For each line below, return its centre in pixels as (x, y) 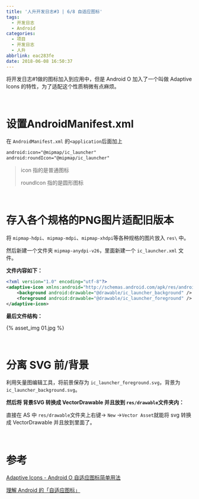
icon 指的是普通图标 (45, 170)
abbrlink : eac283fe (30, 56)
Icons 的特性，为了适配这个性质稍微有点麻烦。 (63, 86)
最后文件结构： (24, 316)
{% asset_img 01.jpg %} (35, 328)
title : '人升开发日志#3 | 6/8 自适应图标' (54, 12)
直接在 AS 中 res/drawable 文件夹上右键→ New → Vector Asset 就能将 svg (93, 415)
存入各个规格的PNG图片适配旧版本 (90, 220)
